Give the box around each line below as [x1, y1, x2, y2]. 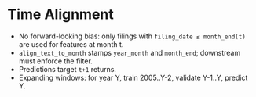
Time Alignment [7, 5, 115, 23]
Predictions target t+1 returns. [18, 64, 117, 74]
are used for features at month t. [18, 39, 124, 48]
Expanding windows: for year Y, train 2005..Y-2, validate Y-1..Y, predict [18, 73, 248, 82]
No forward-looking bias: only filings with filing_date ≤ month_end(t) [18, 31, 247, 41]
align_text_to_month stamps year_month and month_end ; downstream [18, 48, 241, 57]
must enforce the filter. [18, 56, 93, 66]
